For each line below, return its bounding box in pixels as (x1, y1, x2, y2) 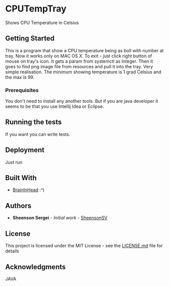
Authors (5, 201, 32, 210)
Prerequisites (5, 86, 39, 93)
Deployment (5, 146, 45, 155)
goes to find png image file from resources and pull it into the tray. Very (5, 63, 153, 69)
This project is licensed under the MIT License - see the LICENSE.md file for (5, 243, 163, 249)
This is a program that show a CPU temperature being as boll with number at (5, 47, 164, 53)
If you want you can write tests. (5, 131, 70, 137)
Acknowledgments (5, 262, 66, 271)
